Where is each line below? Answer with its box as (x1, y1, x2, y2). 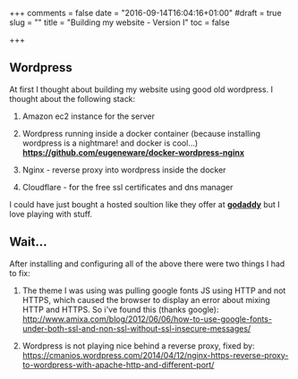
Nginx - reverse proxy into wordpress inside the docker (21, 164, 226, 175)
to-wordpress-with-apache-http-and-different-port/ (21, 359, 215, 370)
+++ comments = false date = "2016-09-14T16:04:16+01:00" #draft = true (9, 8, 282, 18)
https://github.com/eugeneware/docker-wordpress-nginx (21, 147, 244, 157)
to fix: (9, 267, 31, 278)
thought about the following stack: (9, 93, 136, 104)
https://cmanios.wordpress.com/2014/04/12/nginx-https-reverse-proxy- (21, 350, 289, 360)
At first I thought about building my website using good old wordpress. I (9, 84, 273, 95)
